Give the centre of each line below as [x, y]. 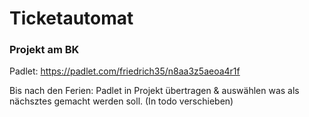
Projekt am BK [44, 50]
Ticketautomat [71, 18]
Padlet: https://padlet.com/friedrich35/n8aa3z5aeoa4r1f [125, 71]
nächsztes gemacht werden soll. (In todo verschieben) [121, 101]
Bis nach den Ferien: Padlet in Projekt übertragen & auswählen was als [154, 91]
